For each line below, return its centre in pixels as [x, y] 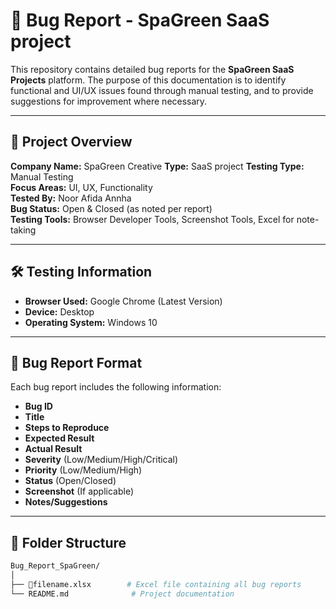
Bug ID [38, 406]
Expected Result [59, 438]
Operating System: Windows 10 [91, 322]
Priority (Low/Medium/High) [83, 470]
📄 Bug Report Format [76, 362]
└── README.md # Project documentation [122, 594]
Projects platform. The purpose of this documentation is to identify [148, 80]
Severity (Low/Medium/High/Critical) [101, 460]
